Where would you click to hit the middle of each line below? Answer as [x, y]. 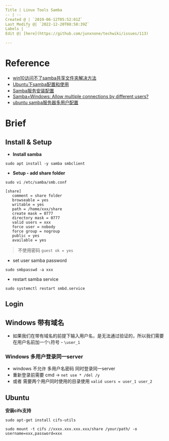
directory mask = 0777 [36, 218]
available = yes [29, 240]
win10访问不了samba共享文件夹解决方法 [54, 78]
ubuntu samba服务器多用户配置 [45, 102]
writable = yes [28, 204]
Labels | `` [18, 29]
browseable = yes [30, 200]
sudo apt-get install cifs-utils [41, 420]
